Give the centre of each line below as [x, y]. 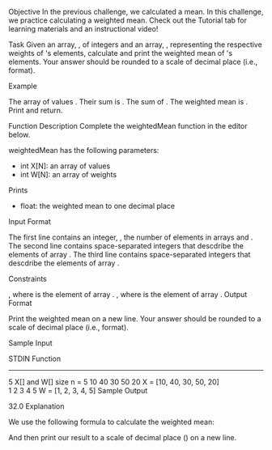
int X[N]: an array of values [65, 166]
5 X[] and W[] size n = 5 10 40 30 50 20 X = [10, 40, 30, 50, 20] [114, 382]
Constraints [28, 279]
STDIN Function [35, 359]
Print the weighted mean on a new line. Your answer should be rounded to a [135, 318]
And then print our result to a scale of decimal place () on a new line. [123, 437]
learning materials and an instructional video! [83, 29]
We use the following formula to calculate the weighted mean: [111, 422]
